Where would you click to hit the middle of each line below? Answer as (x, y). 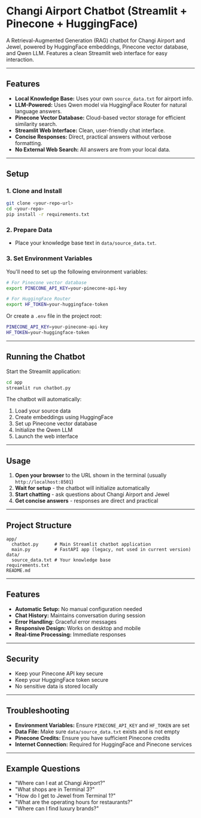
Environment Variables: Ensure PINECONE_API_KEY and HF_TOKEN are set (102, 725)
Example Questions (43, 769)
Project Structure (39, 525)
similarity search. (36, 124)
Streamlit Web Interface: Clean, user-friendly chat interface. (90, 130)
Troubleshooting (38, 711)
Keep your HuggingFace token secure (62, 679)
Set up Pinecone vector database (56, 423)
